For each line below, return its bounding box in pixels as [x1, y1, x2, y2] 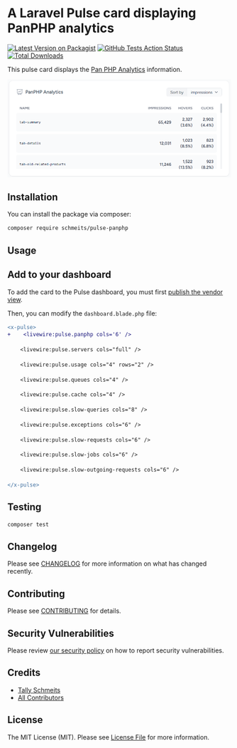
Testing [7, 501, 42, 514]
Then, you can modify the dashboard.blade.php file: [7, 308, 158, 318]
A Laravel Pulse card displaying [7, 5, 197, 21]
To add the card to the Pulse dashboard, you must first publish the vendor [7, 287, 224, 296]
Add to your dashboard [7, 269, 111, 281]
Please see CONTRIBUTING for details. [7, 607, 122, 615]
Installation [7, 191, 58, 204]
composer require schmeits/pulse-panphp [7, 224, 129, 232]
